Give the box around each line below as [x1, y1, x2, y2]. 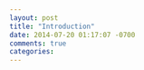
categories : [9, 47, 54, 56]
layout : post [9, 13, 59, 23]
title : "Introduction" [9, 22, 95, 31]
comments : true [9, 38, 67, 48]
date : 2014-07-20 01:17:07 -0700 [9, 30, 136, 39]
